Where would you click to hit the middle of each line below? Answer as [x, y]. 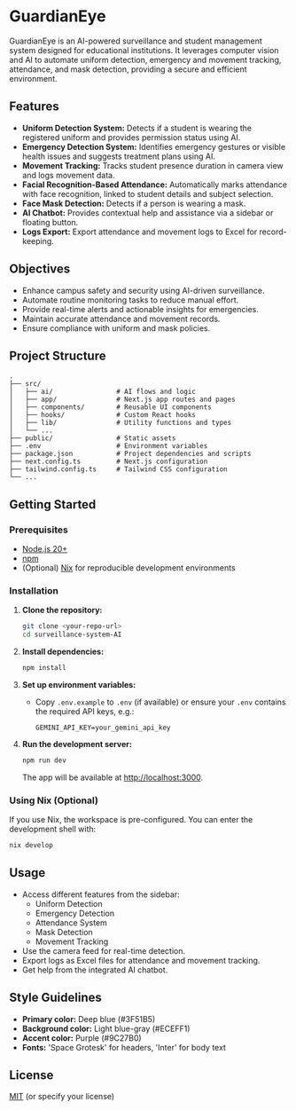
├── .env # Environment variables [109, 446]
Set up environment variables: [79, 684]
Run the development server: [77, 744]
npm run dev [44, 760]
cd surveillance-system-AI [72, 635]
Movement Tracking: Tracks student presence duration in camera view [152, 165]
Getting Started [53, 504]
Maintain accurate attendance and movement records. [121, 319]
